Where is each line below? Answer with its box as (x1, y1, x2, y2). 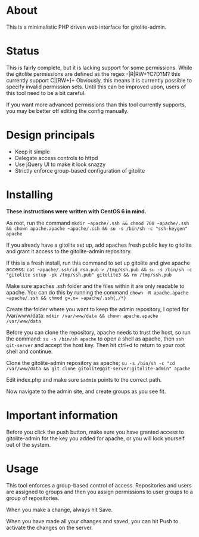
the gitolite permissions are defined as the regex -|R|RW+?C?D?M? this (6, 70, 181, 78)
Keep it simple (14, 148, 50, 155)
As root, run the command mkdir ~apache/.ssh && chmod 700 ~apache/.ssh (6, 219, 189, 226)
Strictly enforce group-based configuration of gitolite (14, 167, 145, 174)
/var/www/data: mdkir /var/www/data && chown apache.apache (6, 312, 158, 319)
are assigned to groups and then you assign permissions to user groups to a (6, 488, 194, 495)
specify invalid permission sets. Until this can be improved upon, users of (6, 83, 186, 90)
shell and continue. (6, 348, 53, 355)
